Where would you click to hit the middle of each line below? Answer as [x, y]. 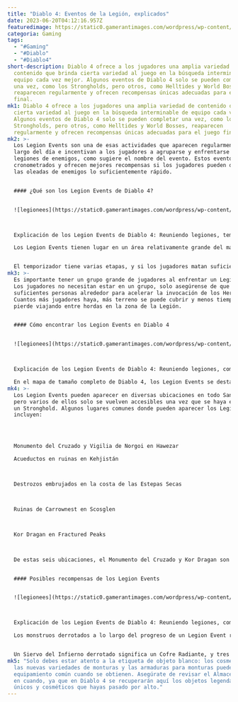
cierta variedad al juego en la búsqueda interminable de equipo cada [120, 113]
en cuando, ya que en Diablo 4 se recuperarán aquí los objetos [110, 681]
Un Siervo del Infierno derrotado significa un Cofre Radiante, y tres [122, 655]
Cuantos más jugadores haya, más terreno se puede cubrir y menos [114, 299]
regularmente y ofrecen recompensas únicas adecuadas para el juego [117, 132]
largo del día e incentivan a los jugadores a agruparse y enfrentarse [122, 152]
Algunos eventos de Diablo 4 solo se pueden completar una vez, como [118, 119]
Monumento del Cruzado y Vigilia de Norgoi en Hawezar [96, 447]
